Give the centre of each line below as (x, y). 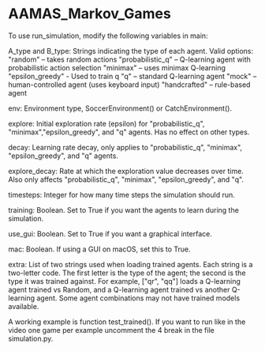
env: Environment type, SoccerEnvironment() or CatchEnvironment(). (120, 108)
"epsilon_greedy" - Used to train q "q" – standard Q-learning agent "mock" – (132, 76)
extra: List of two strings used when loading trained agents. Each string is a (131, 264)
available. (24, 306)
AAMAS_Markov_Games (90, 14)
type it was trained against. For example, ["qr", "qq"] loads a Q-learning (124, 281)
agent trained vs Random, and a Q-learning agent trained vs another (119, 289)
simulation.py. (31, 338)
